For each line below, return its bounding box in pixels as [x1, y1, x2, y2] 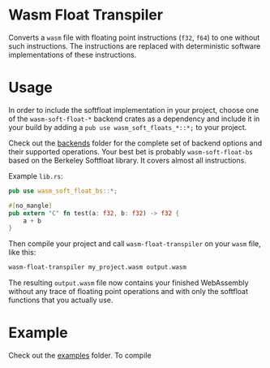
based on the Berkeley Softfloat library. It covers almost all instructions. [8, 155, 247, 165]
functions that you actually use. [8, 295, 114, 305]
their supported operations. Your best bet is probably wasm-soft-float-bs [8, 146, 253, 156]
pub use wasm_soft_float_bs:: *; [8, 187, 118, 195]
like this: [8, 248, 36, 258]
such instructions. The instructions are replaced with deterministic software [8, 41, 261, 50]
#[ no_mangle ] [8, 201, 53, 210]
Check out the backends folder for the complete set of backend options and [8, 138, 262, 148]
